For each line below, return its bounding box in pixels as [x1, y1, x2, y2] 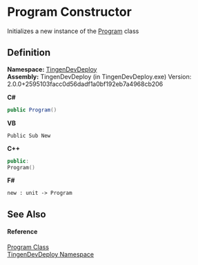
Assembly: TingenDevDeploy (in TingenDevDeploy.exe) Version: [7, 72, 192, 81]
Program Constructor [7, 4, 132, 20]
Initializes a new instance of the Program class [7, 27, 139, 35]
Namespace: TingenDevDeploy [7, 65, 97, 73]
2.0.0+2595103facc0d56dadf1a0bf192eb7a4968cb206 [7, 80, 164, 88]
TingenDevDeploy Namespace [7, 250, 95, 258]
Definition [7, 47, 50, 59]
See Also [7, 208, 46, 220]
